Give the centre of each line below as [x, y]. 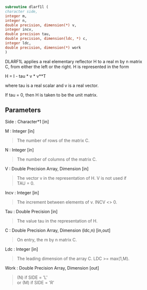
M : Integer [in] [20, 131]
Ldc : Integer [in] [22, 249]
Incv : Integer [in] [22, 193]
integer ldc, [18, 43]
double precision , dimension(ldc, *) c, [46, 39]
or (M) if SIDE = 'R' [36, 283]
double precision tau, [28, 34]
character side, [21, 11]
